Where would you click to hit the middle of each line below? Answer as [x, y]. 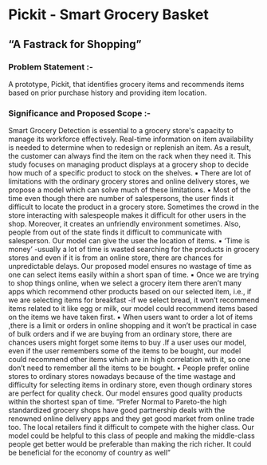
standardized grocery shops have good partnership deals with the [117, 410]
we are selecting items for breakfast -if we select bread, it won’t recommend [134, 300]
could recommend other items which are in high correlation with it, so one [130, 360]
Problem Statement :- [51, 67]
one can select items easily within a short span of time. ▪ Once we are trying [133, 275]
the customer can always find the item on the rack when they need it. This [130, 156]
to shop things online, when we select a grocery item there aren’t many [125, 283]
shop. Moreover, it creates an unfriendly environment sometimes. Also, [125, 224]
